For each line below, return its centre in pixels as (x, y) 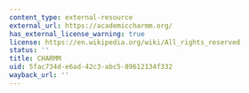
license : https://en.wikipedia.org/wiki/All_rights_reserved (125, 42)
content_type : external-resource (71, 17)
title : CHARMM (36, 58)
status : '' (29, 50)
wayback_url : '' (39, 75)
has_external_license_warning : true (77, 34)
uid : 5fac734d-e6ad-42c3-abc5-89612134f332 (91, 67)
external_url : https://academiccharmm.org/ (91, 26)
